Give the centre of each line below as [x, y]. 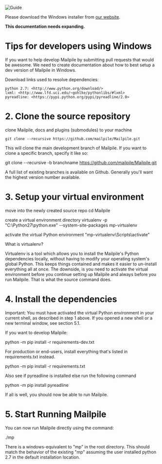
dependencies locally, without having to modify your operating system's [77, 258]
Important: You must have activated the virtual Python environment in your [80, 313]
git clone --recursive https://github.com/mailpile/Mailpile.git [72, 139]
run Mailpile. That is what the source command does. [58, 279]
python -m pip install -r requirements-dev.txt [50, 342]
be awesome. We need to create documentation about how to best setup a [80, 65]
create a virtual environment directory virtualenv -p [56, 220]
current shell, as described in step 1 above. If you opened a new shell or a [79, 318]
